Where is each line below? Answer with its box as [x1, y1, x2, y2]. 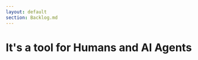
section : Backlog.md [5, 15, 58, 21]
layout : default [5, 8, 47, 15]
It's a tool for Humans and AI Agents [5, 41, 193, 55]
